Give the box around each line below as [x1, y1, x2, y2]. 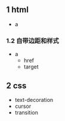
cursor [14, 103, 32, 110]
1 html [6, 5, 29, 15]
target [23, 63, 39, 70]
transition [14, 108, 39, 116]
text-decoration [14, 96, 54, 103]
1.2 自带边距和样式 [6, 36, 60, 45]
